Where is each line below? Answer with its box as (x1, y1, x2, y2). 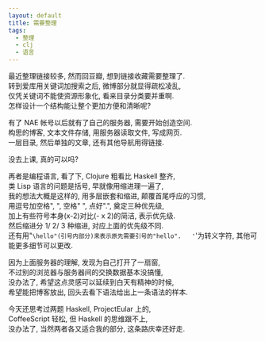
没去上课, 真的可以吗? (8, 155, 79, 163)
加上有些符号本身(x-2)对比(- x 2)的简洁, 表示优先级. (8, 211, 176, 220)
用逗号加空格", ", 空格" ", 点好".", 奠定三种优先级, (8, 201, 165, 210)
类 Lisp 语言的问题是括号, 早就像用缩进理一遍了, (8, 182, 164, 190)
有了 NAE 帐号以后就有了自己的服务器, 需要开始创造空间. (8, 118, 193, 127)
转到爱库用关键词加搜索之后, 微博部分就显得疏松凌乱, (8, 81, 182, 90)
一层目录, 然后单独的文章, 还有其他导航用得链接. (8, 138, 164, 147)
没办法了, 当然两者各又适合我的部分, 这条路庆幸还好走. (8, 324, 185, 333)
